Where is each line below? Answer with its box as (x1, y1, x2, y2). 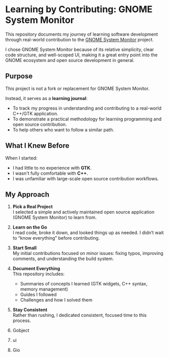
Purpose (5, 72, 33, 81)
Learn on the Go (12, 224, 47, 231)
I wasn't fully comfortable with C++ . (12, 170, 88, 176)
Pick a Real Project (12, 204, 53, 210)
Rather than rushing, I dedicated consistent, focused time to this (12, 312, 147, 318)
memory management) (20, 286, 69, 293)
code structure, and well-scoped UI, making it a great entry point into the (5, 52, 158, 58)
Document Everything (12, 266, 60, 272)
